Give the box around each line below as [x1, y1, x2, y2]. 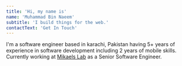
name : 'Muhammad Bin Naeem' [6, 14, 75, 20]
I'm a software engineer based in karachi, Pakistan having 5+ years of [6, 41, 175, 48]
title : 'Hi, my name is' [6, 8, 67, 15]
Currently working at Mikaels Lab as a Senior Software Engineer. [6, 53, 162, 60]
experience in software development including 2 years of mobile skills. [6, 47, 177, 54]
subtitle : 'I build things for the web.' [6, 19, 109, 25]
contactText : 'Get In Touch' [6, 25, 77, 31]
